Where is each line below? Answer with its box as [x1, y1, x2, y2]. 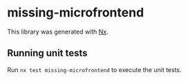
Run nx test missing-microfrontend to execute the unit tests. [7, 65, 182, 73]
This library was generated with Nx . [7, 27, 109, 36]
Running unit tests [7, 47, 88, 59]
